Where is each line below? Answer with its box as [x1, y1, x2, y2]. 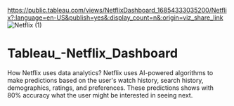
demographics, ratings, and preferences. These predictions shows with [7, 84, 214, 92]
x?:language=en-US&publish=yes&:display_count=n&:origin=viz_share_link [7, 13, 223, 22]
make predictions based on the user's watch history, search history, [7, 76, 204, 84]
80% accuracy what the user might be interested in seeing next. [7, 91, 193, 99]
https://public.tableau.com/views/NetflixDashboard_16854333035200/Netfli [7, 6, 227, 14]
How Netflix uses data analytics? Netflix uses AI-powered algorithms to [7, 68, 214, 77]
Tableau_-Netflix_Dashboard [7, 46, 178, 62]
